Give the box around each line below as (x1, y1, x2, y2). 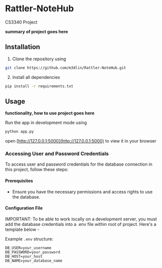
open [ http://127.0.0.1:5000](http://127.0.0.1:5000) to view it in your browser (5, 138, 157, 144)
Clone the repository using (12, 56, 66, 62)
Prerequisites (5, 178, 33, 184)
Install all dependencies (12, 74, 60, 80)
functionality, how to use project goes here (5, 110, 95, 116)
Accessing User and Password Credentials (5, 150, 109, 157)
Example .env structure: (5, 236, 54, 242)
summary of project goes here (5, 28, 68, 34)
